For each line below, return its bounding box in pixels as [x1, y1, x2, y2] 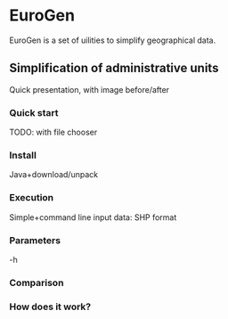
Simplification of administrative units [9, 61, 219, 76]
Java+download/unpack [9, 169, 99, 180]
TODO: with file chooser [9, 127, 98, 138]
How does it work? [9, 300, 92, 313]
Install [9, 149, 37, 161]
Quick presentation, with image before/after [9, 84, 170, 94]
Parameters [9, 233, 61, 246]
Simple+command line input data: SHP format [9, 211, 177, 223]
